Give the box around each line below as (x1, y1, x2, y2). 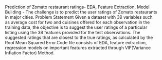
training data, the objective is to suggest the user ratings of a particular (5, 24, 147, 30)
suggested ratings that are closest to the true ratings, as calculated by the (5, 35, 153, 40)
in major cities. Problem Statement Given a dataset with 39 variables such (5, 14, 153, 20)
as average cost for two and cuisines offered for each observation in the (5, 19, 150, 25)
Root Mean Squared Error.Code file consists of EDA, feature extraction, (5, 40, 147, 45)
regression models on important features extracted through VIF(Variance (5, 45, 151, 50)
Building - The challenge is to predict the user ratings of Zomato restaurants (5, 9, 158, 15)
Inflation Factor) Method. (5, 50, 55, 56)
